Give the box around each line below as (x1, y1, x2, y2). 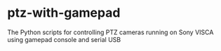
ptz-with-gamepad (7, 5, 121, 21)
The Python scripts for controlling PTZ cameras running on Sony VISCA (7, 28, 214, 36)
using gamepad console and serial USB (7, 35, 121, 43)
